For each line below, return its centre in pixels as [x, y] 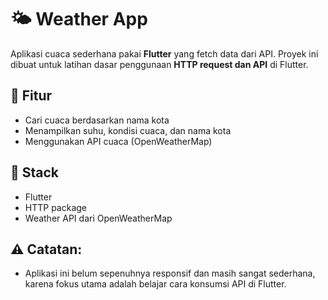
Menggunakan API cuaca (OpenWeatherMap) [118, 141]
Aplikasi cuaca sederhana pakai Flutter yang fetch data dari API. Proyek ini [164, 53]
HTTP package [56, 207]
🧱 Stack [35, 172]
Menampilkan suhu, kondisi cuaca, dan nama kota [128, 130]
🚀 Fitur [31, 96]
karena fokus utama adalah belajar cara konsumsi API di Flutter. [155, 284]
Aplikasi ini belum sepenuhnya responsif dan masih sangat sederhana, [170, 273]
